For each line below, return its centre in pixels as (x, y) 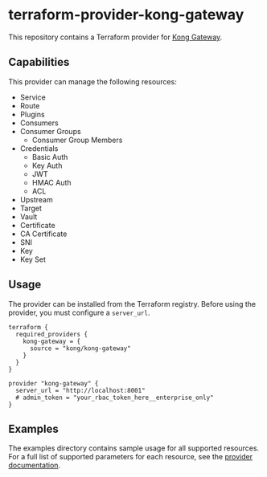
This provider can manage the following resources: (92, 81)
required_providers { (52, 334)
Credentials (39, 148)
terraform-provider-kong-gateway (126, 15)
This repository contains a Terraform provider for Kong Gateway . (115, 37)
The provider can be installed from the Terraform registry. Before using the (132, 304)
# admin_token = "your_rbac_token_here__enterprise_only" (115, 397)
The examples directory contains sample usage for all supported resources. (134, 448)
